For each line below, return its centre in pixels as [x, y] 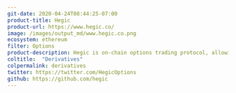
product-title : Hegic [39, 20]
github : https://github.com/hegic [58, 79]
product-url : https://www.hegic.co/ [61, 27]
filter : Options [31, 46]
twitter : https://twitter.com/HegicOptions [72, 72]
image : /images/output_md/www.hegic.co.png [72, 33]
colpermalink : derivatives [47, 66]
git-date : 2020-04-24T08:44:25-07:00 [63, 14]
